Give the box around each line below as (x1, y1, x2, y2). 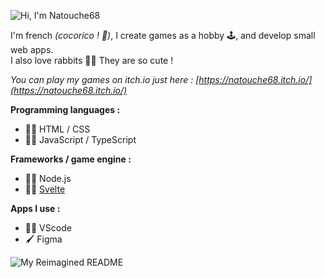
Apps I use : (10, 203, 61, 214)
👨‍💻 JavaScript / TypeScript (24, 134, 137, 145)
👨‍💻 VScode (24, 222, 72, 234)
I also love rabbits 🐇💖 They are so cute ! (10, 55, 174, 66)
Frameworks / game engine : (10, 153, 132, 165)
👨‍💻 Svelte (24, 183, 66, 195)
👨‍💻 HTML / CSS (24, 123, 91, 135)
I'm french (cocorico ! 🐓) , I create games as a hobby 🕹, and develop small (10, 30, 316, 41)
